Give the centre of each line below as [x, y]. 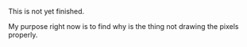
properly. [23, 35]
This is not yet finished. [46, 11]
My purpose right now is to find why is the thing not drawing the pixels [123, 26]
